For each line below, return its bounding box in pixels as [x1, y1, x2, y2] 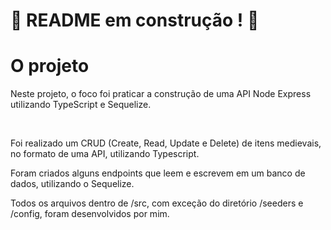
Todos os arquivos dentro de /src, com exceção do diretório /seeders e [10, 197, 304, 209]
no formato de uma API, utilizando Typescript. [10, 148, 200, 160]
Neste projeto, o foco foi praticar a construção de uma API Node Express [10, 88, 312, 100]
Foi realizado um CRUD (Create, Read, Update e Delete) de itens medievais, [10, 137, 322, 149]
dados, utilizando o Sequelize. [10, 178, 135, 190]
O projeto [10, 55, 90, 78]
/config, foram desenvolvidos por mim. [10, 208, 170, 220]
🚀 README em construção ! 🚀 [10, 9, 260, 32]
